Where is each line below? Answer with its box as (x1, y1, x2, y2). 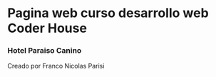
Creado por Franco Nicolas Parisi (7, 62, 105, 71)
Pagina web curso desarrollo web (7, 5, 209, 21)
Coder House (7, 20, 88, 36)
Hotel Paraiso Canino (7, 46, 82, 56)
